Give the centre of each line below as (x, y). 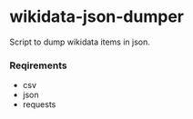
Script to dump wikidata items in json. (80, 42)
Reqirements (38, 65)
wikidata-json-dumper (97, 17)
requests (39, 104)
